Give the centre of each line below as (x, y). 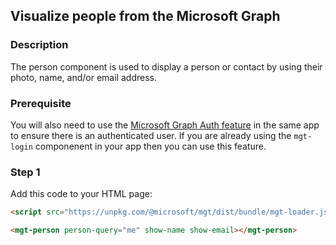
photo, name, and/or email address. (83, 77)
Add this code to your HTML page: (81, 194)
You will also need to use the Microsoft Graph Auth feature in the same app (165, 125)
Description (39, 45)
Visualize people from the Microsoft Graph (145, 16)
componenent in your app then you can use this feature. (150, 146)
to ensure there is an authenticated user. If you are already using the (151, 135)
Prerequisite (41, 103)
